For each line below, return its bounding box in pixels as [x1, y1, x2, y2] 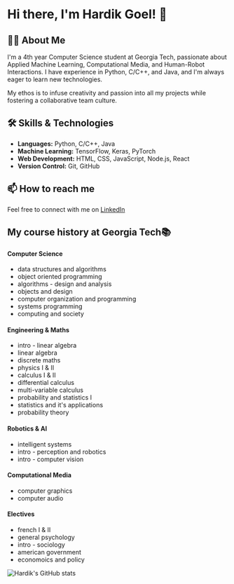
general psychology [17, 533, 75, 542]
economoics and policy [17, 555, 85, 564]
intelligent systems [17, 440, 72, 448]
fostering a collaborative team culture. [7, 96, 118, 104]
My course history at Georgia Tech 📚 [7, 226, 172, 238]
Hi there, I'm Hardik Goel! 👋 [7, 6, 167, 22]
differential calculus [17, 379, 75, 387]
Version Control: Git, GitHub [17, 161, 100, 170]
